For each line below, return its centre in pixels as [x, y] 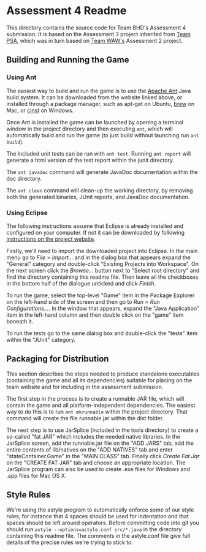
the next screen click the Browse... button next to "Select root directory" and [103, 270]
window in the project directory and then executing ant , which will [90, 129]
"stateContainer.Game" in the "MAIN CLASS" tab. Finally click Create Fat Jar [103, 456]
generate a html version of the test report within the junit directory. [90, 160]
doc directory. [24, 178]
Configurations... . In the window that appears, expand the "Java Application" [103, 308]
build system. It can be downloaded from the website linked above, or [94, 97]
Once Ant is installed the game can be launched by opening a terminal [95, 122]
